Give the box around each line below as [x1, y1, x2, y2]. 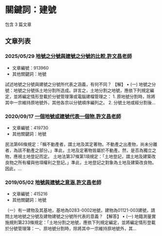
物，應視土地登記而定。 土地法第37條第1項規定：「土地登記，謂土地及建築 [5, 153, 152, 159]
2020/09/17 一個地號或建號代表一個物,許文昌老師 [5, 113, 122, 120]
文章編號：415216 [12, 191, 48, 197]
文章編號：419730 [12, 125, 49, 130]
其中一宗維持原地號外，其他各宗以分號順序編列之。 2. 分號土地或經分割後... [5, 99, 156, 105]
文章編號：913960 [12, 65, 49, 71]
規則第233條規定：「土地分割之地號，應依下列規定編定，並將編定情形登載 [9, 219, 156, 225]
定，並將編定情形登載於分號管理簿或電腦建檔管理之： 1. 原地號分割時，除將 [5, 93, 156, 99]
